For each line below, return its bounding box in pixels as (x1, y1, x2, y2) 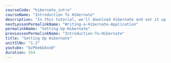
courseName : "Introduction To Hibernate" (5, 12, 95, 17)
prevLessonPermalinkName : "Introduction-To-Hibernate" (5, 31, 125, 36)
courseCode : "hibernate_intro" (5, 7, 72, 13)
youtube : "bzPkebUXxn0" (5, 45, 56, 50)
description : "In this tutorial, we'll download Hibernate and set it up (5, 17, 166, 22)
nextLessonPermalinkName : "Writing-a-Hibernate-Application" (5, 21, 139, 27)
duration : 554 (5, 50, 36, 55)
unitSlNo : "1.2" (5, 41, 40, 46)
